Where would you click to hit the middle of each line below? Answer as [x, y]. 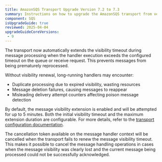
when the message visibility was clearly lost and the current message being [80, 149]
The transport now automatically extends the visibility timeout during [73, 50]
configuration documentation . [34, 124]
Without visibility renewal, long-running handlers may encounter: [69, 75]
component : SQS [20, 18]
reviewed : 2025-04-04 [27, 28]
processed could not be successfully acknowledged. [57, 154]
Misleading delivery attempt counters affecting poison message [75, 94]
